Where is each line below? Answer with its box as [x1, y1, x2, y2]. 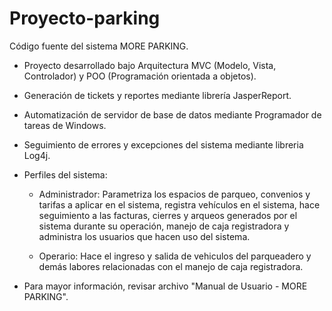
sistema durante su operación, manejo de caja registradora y [38, 220, 290, 232]
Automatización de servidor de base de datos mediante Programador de [23, 108, 322, 121]
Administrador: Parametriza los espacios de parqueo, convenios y [38, 188, 311, 200]
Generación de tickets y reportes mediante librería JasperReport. [23, 89, 292, 101]
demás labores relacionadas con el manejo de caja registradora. [38, 260, 304, 272]
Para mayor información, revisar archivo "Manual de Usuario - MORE [23, 280, 308, 292]
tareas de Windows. [23, 119, 107, 131]
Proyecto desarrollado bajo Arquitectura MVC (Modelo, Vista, [23, 59, 277, 71]
